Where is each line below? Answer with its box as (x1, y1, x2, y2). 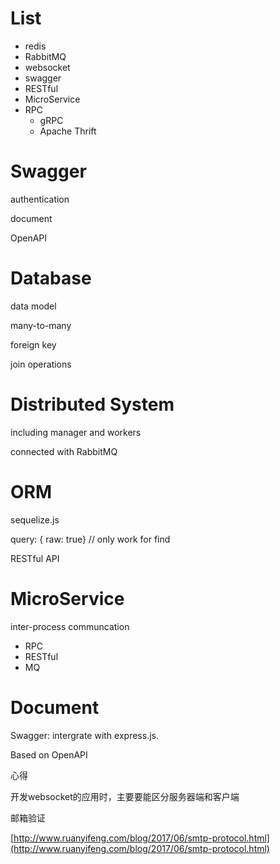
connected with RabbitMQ (10, 445, 118, 457)
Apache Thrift (39, 125, 97, 137)
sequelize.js (10, 513, 60, 526)
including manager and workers (10, 426, 142, 438)
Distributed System (10, 393, 175, 416)
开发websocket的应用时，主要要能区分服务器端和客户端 (10, 790, 240, 802)
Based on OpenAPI (10, 748, 88, 761)
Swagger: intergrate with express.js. (10, 729, 159, 741)
